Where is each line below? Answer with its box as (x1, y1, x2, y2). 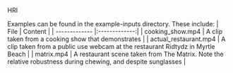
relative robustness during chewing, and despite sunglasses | (7, 57, 186, 66)
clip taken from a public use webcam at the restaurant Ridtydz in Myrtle (7, 43, 215, 50)
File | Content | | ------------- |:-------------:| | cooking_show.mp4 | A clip (7, 28, 223, 35)
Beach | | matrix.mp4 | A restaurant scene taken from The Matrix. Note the (7, 50, 224, 58)
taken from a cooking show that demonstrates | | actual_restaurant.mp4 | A (7, 35, 226, 43)
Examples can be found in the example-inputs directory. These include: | (7, 20, 219, 28)
